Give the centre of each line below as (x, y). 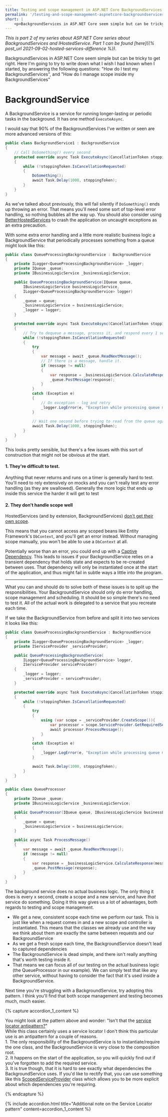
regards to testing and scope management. (49, 907)
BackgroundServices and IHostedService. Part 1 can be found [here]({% (80, 44)
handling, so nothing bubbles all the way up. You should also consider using (83, 214)
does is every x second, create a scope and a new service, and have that (80, 897)
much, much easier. (25, 1001)
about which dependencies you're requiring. (51, 1084)
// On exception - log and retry (76, 403)
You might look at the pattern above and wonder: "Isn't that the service (78, 1020)
